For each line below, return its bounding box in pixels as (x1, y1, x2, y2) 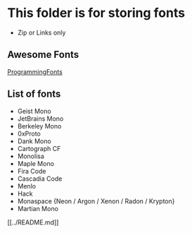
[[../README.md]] (7, 217, 59, 227)
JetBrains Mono (17, 114, 64, 123)
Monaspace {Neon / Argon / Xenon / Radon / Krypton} (17, 196, 175, 205)
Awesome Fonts (7, 49, 79, 61)
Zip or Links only (17, 28, 66, 37)
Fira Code (17, 167, 46, 175)
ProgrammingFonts (7, 67, 63, 76)
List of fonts (7, 88, 61, 100)
